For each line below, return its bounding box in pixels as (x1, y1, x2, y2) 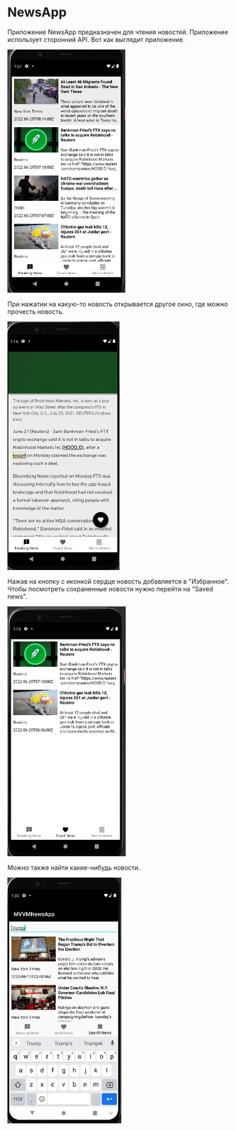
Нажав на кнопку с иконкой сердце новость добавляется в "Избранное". (7, 577, 229, 586)
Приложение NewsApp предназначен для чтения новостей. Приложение (7, 28, 229, 36)
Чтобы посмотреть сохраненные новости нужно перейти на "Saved (7, 584, 214, 593)
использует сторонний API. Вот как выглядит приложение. (7, 35, 186, 43)
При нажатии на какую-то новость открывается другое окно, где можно (7, 300, 228, 308)
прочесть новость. (7, 307, 64, 316)
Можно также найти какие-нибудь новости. (7, 863, 140, 872)
